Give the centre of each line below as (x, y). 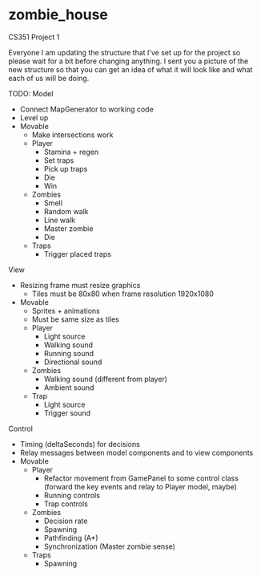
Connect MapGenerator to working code (86, 109)
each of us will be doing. (49, 78)
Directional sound (73, 362)
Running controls (72, 495)
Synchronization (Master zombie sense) (110, 546)
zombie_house (58, 15)
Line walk (60, 220)
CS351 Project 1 (34, 37)
